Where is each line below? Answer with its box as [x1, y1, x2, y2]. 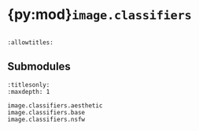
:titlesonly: [7, 80, 50, 88]
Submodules [7, 60, 72, 73]
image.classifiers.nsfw [7, 115, 86, 123]
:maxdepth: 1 [7, 88, 50, 95]
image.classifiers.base [7, 108, 86, 116]
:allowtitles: [7, 38, 54, 47]
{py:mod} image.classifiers [7, 6, 192, 24]
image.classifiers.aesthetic [7, 101, 103, 110]
